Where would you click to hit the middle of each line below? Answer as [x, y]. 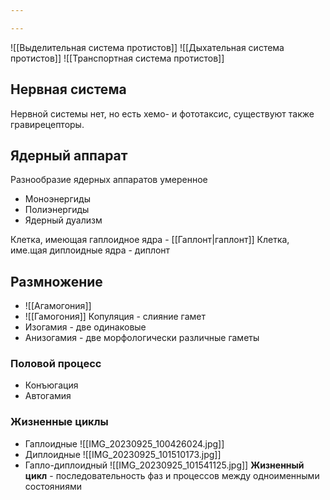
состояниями [53, 486]
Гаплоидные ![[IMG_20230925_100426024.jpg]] [124, 443]
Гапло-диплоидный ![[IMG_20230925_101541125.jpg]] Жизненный [164, 465]
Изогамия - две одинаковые [85, 327]
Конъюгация [51, 385]
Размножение [56, 281]
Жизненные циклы [59, 422]
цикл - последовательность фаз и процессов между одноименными [172, 475]
